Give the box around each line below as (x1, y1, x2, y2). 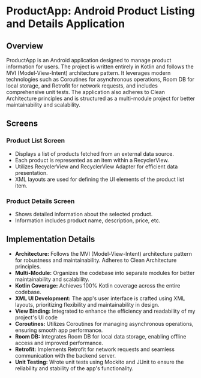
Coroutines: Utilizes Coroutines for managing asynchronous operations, (14, 320, 194, 327)
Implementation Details (6, 234, 95, 244)
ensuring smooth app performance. (14, 326, 103, 334)
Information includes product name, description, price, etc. (14, 217, 161, 224)
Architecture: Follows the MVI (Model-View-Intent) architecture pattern (14, 250, 192, 257)
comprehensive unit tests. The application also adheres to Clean (6, 89, 165, 95)
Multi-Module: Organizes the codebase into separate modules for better (14, 269, 195, 276)
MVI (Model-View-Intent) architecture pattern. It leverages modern (6, 69, 171, 76)
